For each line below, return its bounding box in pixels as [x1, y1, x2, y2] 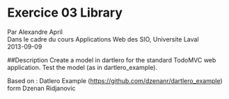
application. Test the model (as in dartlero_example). [7, 63, 158, 71]
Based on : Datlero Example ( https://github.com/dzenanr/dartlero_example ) [7, 76, 223, 84]
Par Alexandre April [7, 28, 63, 36]
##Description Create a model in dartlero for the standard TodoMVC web [7, 55, 216, 64]
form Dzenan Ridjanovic [7, 84, 76, 92]
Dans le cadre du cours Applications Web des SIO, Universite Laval [7, 35, 200, 43]
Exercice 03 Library [7, 5, 123, 21]
